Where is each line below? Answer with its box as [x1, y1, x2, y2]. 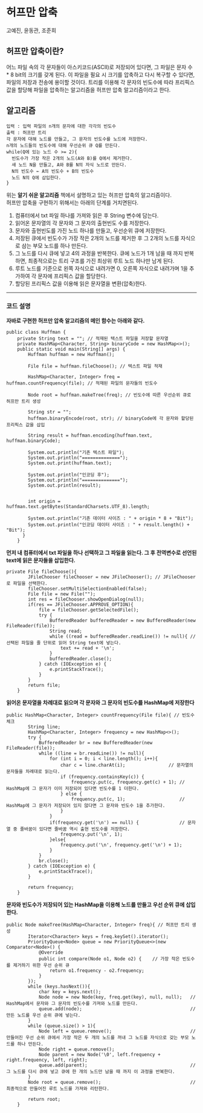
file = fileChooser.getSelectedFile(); [38, 607, 139, 613]
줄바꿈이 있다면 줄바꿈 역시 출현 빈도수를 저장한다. [20, 826, 130, 832]
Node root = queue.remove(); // [28, 1079, 196, 1085]
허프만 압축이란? [6, 46, 64, 56]
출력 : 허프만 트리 [6, 130, 47, 136]
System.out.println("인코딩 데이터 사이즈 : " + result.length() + [28, 521, 190, 527]
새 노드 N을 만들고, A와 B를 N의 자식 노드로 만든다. [11, 162, 127, 168]
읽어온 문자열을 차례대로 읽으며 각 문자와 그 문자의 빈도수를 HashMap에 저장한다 [6, 699, 195, 706]
